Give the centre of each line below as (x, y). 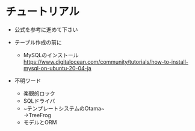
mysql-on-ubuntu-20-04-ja (57, 68)
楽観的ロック (39, 93)
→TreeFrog (37, 115)
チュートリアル (42, 12)
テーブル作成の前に (38, 42)
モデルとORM (40, 122)
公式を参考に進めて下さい (46, 29)
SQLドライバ (39, 101)
